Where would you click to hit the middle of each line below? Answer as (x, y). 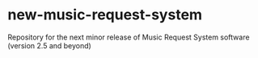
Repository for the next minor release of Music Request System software (129, 37)
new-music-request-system (105, 15)
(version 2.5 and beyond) (50, 45)
